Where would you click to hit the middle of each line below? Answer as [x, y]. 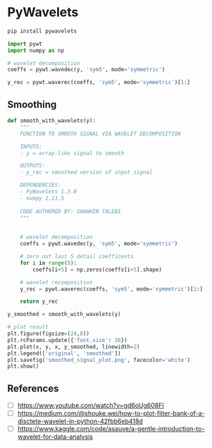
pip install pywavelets [42, 31]
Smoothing [32, 104]
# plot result [28, 327]
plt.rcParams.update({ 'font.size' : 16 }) [68, 340]
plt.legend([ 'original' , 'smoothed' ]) [64, 353]
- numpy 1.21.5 [42, 198]
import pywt [25, 44]
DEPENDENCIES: [40, 185]
